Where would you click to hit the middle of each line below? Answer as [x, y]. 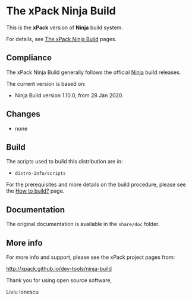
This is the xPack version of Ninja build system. [64, 27]
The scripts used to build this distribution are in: [64, 162]
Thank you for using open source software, [59, 280]
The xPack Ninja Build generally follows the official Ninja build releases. [94, 72]
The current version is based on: [46, 83]
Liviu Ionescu [23, 292]
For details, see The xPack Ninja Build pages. [62, 39]
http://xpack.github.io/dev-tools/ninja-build [59, 269]
